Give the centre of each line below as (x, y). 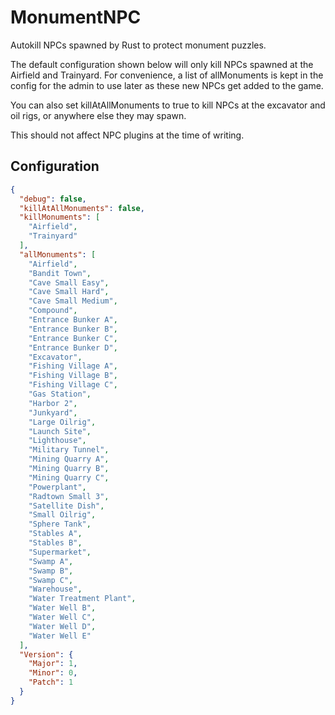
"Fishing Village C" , (73, 385)
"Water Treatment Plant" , (82, 599)
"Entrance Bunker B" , (73, 329)
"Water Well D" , (62, 626)
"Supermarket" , (60, 552)
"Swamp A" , (51, 561)
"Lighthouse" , (57, 441)
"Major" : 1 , (53, 664)
